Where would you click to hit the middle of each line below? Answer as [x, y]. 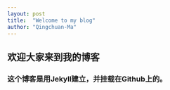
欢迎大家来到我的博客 [53, 57]
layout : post [26, 14]
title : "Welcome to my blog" [52, 20]
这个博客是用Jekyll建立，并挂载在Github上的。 [87, 79]
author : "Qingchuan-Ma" [42, 27]
